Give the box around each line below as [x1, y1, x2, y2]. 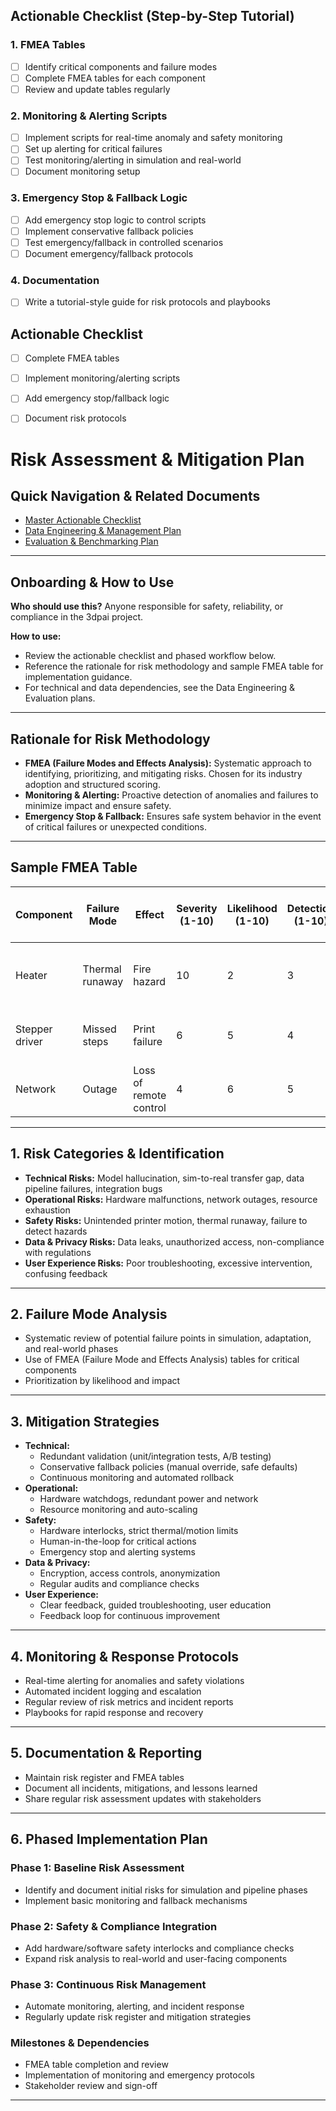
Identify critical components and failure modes [24, 60, 218, 73]
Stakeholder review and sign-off [24, 2080, 158, 2092]
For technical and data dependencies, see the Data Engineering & [24, 682, 296, 694]
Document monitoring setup [24, 165, 141, 178]
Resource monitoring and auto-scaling [39, 1504, 198, 1516]
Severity [176, 901, 218, 915]
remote [133, 1088, 167, 1102]
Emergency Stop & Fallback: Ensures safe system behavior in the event [24, 810, 322, 823]
